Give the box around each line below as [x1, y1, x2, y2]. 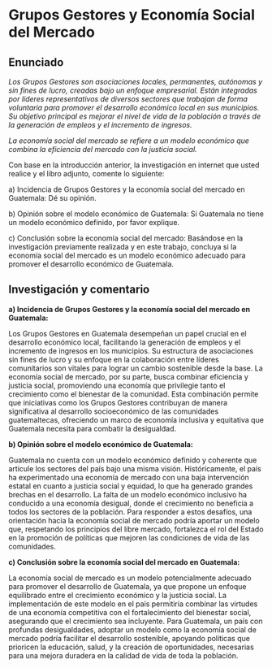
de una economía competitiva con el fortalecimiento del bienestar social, [8, 607, 252, 617]
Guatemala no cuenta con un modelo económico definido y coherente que [8, 455, 257, 465]
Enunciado [8, 55, 64, 69]
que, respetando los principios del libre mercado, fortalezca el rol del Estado [8, 524, 264, 534]
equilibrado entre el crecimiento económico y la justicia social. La [8, 590, 227, 600]
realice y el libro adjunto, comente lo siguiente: [8, 169, 165, 178]
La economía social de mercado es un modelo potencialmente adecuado [8, 573, 252, 583]
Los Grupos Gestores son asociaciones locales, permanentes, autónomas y [8, 77, 263, 86]
